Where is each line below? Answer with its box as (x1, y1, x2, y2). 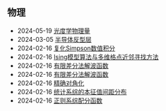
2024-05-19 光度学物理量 (17, 27, 90, 35)
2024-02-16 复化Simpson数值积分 (17, 44, 116, 52)
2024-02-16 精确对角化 (17, 79, 85, 87)
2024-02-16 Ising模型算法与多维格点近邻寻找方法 (17, 52, 159, 61)
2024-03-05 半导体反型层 (17, 35, 92, 43)
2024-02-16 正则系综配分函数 (17, 96, 103, 105)
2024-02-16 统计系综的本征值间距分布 (17, 87, 127, 96)
